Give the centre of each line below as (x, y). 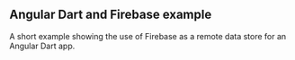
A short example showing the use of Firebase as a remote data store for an (148, 36)
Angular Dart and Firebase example (111, 15)
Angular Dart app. (42, 46)
